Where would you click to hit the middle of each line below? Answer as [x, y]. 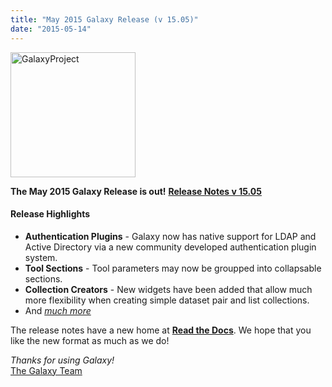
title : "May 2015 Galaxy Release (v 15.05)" [104, 19]
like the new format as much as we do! [90, 340]
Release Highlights [50, 214]
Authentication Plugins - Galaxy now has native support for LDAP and [170, 236]
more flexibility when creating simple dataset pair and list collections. [167, 300]
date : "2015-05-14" [51, 29]
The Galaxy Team [46, 370]
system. [41, 257]
